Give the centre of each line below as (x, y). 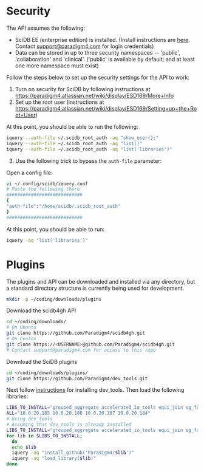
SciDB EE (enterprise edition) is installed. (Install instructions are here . (102, 39)
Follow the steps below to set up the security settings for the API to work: (98, 77)
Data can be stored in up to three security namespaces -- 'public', (97, 52)
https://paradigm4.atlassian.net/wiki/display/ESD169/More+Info (94, 95)
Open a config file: (29, 173)
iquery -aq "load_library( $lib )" (54, 459)
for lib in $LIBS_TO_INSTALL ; (45, 436)
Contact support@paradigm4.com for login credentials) (84, 46)
